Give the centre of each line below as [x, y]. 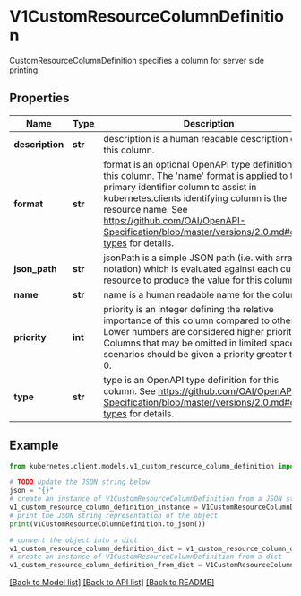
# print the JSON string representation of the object [114, 515]
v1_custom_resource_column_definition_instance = [104, 508]
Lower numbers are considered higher [183, 331]
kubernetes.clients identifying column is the [195, 197]
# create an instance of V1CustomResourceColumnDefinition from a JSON [146, 499]
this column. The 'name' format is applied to [195, 175]
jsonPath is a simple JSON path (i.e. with [188, 258]
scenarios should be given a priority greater [195, 354]
